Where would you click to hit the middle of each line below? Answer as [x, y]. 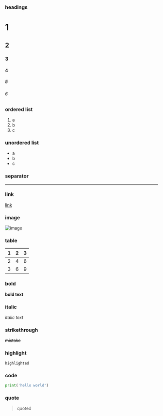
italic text [14, 318]
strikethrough [22, 330]
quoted [24, 408]
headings [16, 7]
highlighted [17, 363]
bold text [14, 294]
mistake [13, 340]
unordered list [22, 143]
